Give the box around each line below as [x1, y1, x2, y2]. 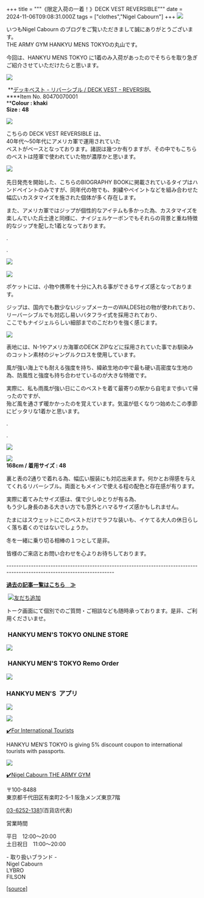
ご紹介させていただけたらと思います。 [6, 62, 102, 69]
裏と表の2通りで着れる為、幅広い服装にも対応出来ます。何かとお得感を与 [6, 475, 191, 482]
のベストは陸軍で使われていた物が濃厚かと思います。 [6, 153, 139, 160]
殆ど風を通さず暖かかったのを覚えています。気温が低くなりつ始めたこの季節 [6, 400, 198, 407]
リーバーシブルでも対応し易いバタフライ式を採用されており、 [6, 311, 161, 318]
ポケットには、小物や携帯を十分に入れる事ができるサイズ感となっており [6, 283, 187, 290]
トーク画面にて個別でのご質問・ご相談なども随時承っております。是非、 [6, 607, 187, 614]
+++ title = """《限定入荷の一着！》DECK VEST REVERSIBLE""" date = [6, 6, 183, 12]
